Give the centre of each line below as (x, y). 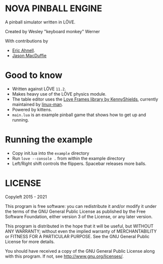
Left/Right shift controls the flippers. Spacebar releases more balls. (79, 163)
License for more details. (30, 242)
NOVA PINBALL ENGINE (54, 9)
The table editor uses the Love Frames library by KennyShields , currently (85, 99)
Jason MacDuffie (29, 55)
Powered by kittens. (32, 109)
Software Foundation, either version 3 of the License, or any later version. (79, 216)
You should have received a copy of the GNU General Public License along (80, 251)
